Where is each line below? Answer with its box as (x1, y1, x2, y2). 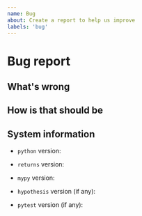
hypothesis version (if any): (17, 187, 96, 196)
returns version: (17, 160, 65, 169)
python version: (17, 147, 61, 155)
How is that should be (7, 105, 103, 116)
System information (7, 128, 95, 140)
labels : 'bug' (7, 23, 49, 30)
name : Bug (7, 10, 36, 17)
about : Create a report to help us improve (7, 17, 136, 24)
